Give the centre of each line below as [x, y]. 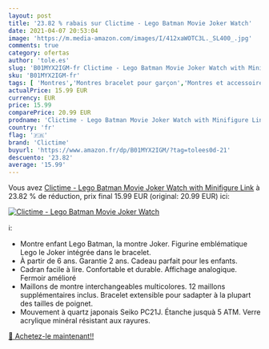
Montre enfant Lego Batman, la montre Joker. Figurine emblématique [134, 244]
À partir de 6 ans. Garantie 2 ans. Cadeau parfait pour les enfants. [128, 261]
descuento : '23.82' [41, 157]
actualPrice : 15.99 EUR [48, 90]
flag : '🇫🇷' [28, 135]
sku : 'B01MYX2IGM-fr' [44, 75]
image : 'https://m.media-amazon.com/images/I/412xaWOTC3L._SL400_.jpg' [130, 38]
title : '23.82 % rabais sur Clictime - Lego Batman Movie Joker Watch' [130, 23]
